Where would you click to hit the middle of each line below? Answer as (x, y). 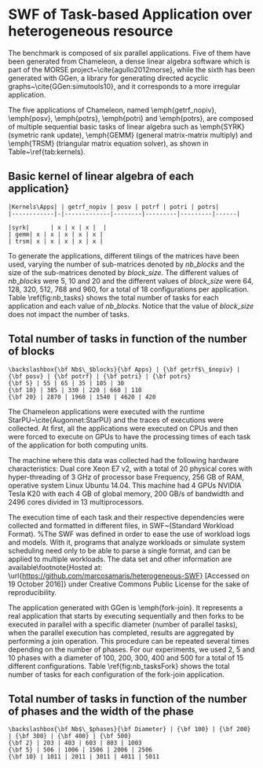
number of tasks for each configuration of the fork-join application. (117, 674)
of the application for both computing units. (79, 445)
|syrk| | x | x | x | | (58, 227)
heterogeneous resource (91, 31)
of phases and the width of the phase (101, 711)
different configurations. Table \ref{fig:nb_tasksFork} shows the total (119, 666)
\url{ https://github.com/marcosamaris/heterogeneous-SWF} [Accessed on (129, 575)
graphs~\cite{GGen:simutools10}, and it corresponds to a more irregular (124, 86)
